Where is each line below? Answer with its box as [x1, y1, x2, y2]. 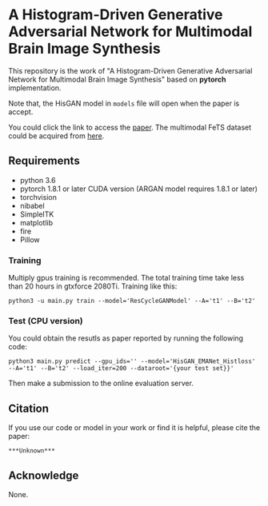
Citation [8, 401, 50, 415]
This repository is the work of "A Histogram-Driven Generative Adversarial [8, 66, 253, 75]
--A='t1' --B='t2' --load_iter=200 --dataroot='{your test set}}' [8, 365, 234, 373]
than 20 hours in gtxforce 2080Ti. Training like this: [8, 281, 178, 291]
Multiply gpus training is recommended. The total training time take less [8, 273, 245, 283]
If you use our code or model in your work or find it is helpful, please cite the [8, 423, 261, 432]
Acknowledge [8, 468, 79, 482]
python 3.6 [19, 175, 56, 185]
